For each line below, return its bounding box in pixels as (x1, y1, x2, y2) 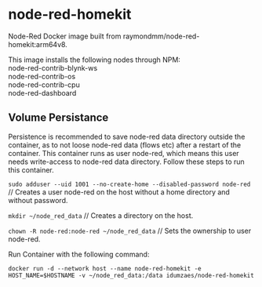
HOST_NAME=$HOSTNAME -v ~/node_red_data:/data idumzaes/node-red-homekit (8, 271, 255, 279)
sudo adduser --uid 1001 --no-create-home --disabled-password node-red (8, 180, 251, 188)
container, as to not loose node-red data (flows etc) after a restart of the (8, 140, 242, 150)
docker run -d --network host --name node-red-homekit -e (8, 264, 202, 272)
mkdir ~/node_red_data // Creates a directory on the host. (8, 210, 194, 220)
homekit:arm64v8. (8, 39, 68, 49)
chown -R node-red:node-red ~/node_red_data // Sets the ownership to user (8, 226, 252, 235)
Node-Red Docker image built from (8, 31, 122, 41)
